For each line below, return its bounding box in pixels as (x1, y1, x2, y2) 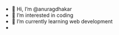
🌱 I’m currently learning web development (11, 18, 113, 24)
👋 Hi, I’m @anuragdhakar (11, 6, 72, 12)
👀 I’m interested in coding (11, 12, 74, 19)
